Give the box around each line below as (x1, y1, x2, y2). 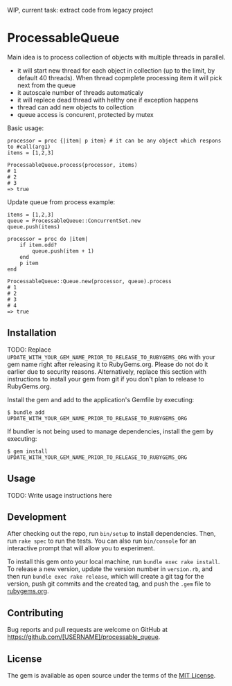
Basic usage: (7, 124, 44, 132)
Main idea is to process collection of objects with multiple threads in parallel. (7, 53, 226, 61)
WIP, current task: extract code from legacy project (7, 6, 154, 14)
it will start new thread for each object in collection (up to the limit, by (17, 66, 215, 75)
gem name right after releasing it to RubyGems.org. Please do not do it (7, 360, 208, 368)
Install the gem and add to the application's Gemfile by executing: (7, 395, 195, 404)
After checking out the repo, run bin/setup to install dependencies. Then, (7, 530, 216, 538)
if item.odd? (19, 242, 57, 249)
